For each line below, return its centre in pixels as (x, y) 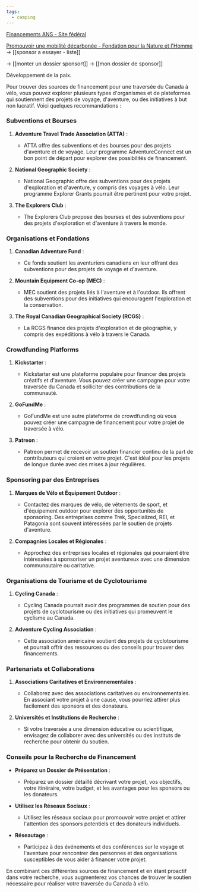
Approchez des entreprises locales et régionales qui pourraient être (106, 552)
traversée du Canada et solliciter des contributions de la (92, 387)
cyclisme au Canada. (49, 618)
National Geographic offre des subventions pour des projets (97, 181)
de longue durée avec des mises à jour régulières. (85, 464)
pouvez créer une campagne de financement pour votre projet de (104, 422)
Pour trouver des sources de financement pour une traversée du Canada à (97, 86)
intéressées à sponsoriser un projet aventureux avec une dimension (107, 559)
